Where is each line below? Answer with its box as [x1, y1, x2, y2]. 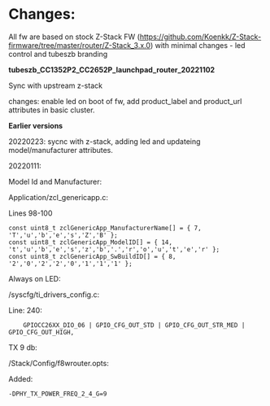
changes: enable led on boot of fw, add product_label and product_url [8, 96, 242, 106]
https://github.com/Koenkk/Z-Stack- [139, 32, 262, 41]
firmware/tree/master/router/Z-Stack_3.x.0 [8, 40, 151, 50]
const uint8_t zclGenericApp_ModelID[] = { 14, [8, 238, 173, 247]
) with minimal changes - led [150, 40, 246, 50]
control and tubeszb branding [8, 49, 108, 59]
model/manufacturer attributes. [8, 145, 114, 155]
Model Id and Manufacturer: [8, 177, 102, 186]
